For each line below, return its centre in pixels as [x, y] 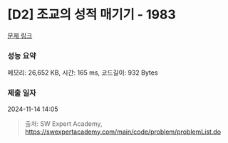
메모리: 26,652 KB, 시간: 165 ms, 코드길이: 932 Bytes [83, 73]
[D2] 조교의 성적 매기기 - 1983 [92, 15]
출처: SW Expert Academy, [63, 123]
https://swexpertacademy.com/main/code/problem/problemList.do [123, 132]
